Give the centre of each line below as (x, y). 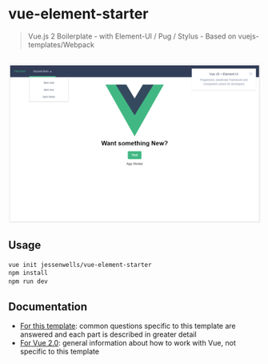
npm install (28, 273)
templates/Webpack (61, 44)
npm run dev (28, 281)
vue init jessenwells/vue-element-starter (80, 265)
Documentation (48, 307)
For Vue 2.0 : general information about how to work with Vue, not (128, 343)
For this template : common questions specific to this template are (128, 326)
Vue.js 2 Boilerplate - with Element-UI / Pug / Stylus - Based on (132, 36)
